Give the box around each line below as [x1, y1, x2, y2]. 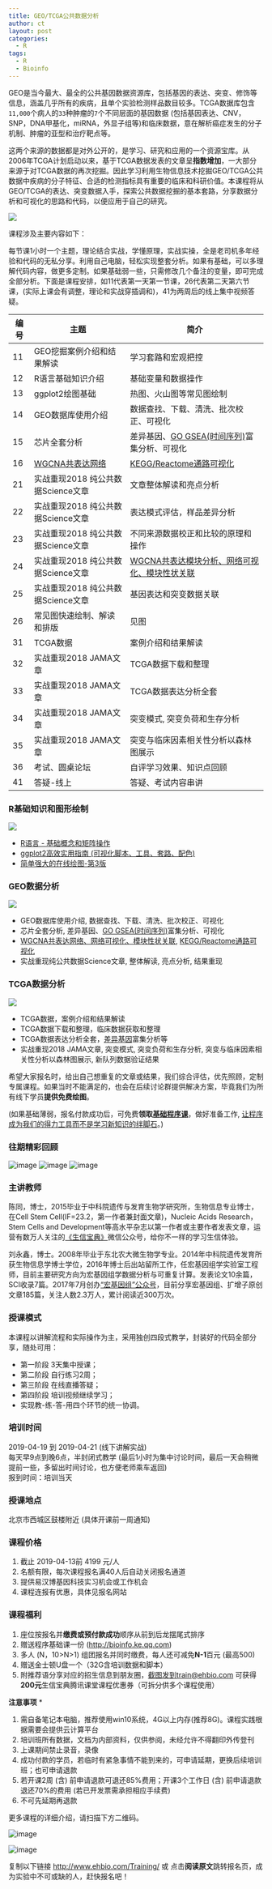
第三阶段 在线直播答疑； [19, 1379, 101, 1389]
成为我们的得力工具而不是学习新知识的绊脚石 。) [8, 1119, 164, 1128]
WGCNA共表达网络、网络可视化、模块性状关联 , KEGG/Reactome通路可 [19, 936, 257, 946]
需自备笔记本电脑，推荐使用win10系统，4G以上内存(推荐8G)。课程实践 [19, 1714, 256, 1724]
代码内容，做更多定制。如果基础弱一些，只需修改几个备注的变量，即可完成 [15, 266, 264, 275]
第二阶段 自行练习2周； [19, 1370, 99, 1379]
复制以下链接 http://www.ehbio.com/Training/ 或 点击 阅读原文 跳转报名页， [8, 1861, 257, 1871]
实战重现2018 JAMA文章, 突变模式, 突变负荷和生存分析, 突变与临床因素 [19, 1044, 256, 1054]
